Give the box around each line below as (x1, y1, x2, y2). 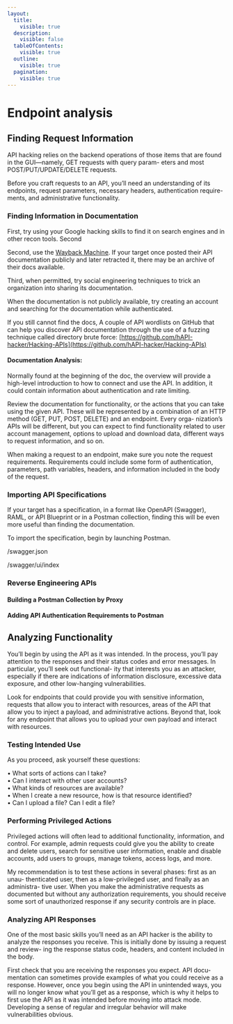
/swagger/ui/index (7, 561, 60, 569)
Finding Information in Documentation (7, 211, 139, 221)
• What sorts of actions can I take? (7, 769, 106, 778)
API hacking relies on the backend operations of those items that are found (7, 151, 222, 159)
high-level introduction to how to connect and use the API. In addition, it (7, 378, 214, 387)
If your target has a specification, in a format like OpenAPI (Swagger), (7, 506, 207, 514)
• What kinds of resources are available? (7, 784, 124, 792)
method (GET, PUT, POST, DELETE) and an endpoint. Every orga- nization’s (7, 415, 223, 423)
